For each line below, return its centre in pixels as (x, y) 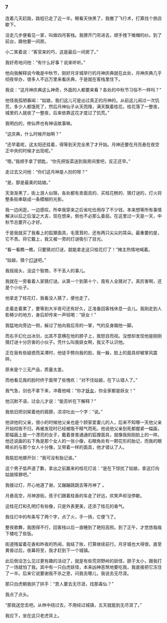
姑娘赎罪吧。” (18, 475)
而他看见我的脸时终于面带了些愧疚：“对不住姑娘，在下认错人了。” (71, 380)
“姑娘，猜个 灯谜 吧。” (26, 260)
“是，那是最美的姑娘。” (28, 182)
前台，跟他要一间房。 (27, 41)
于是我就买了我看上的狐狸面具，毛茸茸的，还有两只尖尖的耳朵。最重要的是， (83, 233)
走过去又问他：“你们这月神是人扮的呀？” (46, 172)
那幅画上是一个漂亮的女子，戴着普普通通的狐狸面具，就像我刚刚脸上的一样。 (83, 435)
